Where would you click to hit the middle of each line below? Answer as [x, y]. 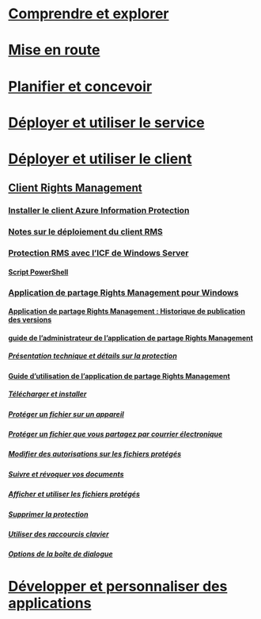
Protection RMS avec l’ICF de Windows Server [98, 253]
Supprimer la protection [48, 514]
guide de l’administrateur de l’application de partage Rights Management [130, 338]
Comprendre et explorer [89, 14]
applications [50, 603]
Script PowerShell [38, 272]
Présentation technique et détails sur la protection [93, 356]
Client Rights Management [75, 188]
